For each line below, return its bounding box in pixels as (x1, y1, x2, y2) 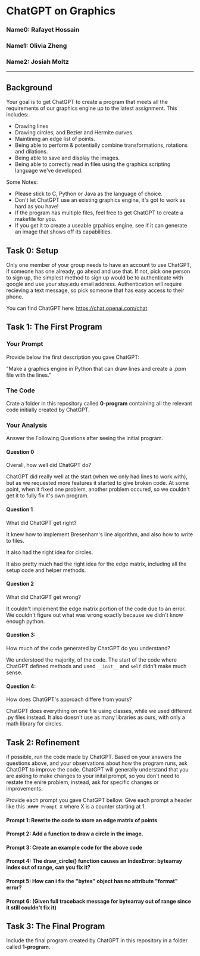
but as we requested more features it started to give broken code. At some (6, 479, 189, 487)
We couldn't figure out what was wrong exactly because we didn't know (6, 611, 183, 619)
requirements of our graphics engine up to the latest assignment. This (6, 104, 177, 112)
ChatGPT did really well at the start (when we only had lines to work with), (6, 473, 187, 480)
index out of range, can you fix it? (6, 864, 91, 871)
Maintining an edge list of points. (14, 136, 95, 143)
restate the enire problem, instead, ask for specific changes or (6, 779, 159, 786)
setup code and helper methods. (6, 566, 86, 574)
